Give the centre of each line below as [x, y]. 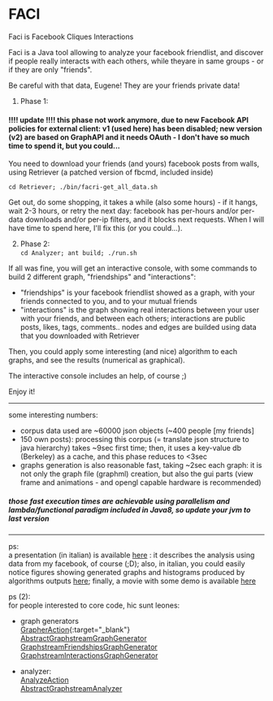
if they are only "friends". [50, 69]
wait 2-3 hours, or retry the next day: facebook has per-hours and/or [123, 211]
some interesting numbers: [54, 415]
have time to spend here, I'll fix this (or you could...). [95, 228]
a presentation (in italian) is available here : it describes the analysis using [132, 555]
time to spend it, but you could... [64, 145]
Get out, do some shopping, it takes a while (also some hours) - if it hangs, [133, 202]
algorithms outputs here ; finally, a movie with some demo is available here [132, 581]
